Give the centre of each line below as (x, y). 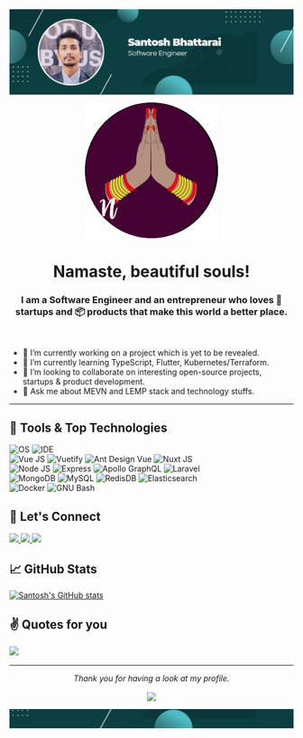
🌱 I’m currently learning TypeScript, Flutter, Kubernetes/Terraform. (146, 362)
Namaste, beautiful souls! (151, 272)
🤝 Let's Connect (55, 516)
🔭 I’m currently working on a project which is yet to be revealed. (141, 353)
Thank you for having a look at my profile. (151, 678)
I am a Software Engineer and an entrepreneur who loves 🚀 (151, 300)
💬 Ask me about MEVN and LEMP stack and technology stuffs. (138, 391)
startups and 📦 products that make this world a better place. (151, 312)
